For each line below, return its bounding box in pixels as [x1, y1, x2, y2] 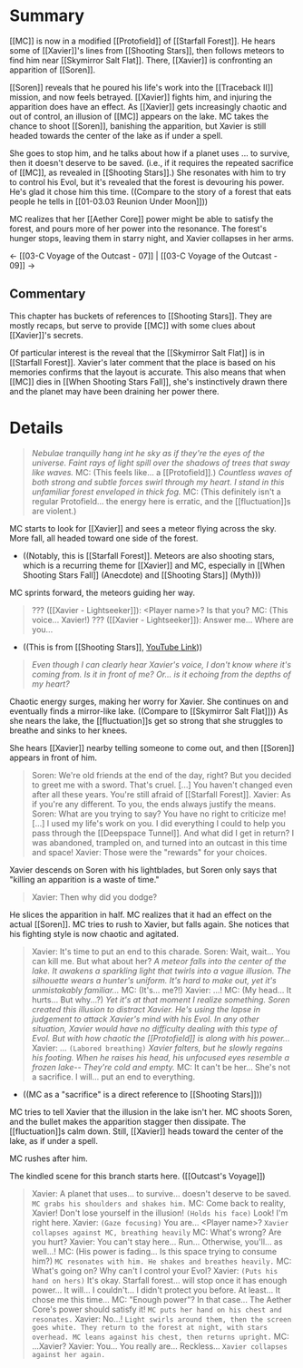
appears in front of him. [9, 752, 98, 763]
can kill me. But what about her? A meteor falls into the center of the [31, 955, 288, 966]
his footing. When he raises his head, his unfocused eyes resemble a [31, 1051, 290, 1062]
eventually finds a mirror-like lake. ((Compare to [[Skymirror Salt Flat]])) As [9, 705, 288, 717]
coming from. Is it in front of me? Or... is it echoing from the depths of [31, 669, 292, 679]
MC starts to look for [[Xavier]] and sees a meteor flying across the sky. [9, 523, 277, 533]
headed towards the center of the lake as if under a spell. [9, 130, 223, 141]
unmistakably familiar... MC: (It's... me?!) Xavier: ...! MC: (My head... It [31, 984, 292, 995]
